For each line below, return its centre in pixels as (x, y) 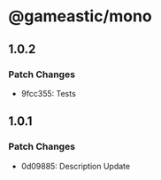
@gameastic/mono (80, 16)
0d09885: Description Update (75, 166)
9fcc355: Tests (48, 93)
